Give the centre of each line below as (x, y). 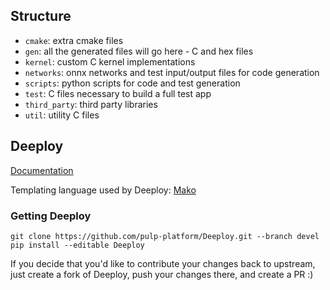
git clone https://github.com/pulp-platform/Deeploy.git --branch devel (165, 236)
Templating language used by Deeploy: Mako (103, 190)
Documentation (42, 170)
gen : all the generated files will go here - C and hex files (139, 51)
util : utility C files (62, 115)
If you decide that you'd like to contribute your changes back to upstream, (163, 263)
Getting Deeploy (51, 216)
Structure (41, 16)
